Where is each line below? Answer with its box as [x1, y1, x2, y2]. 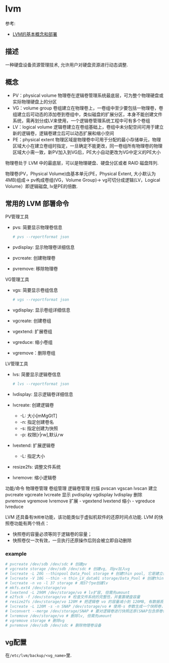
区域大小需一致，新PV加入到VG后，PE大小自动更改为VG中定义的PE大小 [12, 149, 161, 155]
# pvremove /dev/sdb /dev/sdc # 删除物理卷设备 [5, 623, 102, 628]
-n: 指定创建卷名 [20, 419, 54, 425]
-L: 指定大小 [20, 453, 45, 459]
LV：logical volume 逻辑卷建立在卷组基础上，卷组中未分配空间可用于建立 [12, 124, 164, 130]
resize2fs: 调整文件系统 [12, 464, 61, 470]
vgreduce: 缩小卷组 [12, 339, 53, 345]
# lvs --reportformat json [12, 382, 69, 387]
